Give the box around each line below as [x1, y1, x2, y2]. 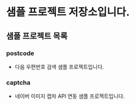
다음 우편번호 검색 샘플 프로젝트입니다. [14, 63, 104, 70]
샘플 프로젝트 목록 [6, 31, 68, 41]
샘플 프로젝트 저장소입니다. [6, 5, 130, 19]
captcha [6, 78, 31, 87]
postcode [6, 49, 34, 57]
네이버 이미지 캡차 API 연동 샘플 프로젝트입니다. [14, 93, 125, 100]
